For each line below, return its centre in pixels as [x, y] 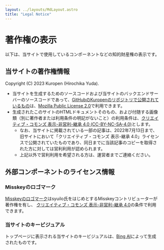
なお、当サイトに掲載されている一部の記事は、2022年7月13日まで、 [88, 130]
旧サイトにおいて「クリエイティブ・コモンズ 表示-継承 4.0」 [81, 137]
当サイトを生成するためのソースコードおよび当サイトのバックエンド [81, 94]
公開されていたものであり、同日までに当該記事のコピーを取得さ [93, 143]
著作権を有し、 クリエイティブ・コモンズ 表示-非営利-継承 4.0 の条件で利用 [81, 204]
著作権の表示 [31, 40]
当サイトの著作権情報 [37, 71]
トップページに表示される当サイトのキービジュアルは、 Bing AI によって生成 [81, 236]
